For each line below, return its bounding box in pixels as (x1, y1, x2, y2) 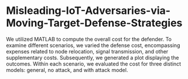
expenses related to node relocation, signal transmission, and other (6, 48, 169, 55)
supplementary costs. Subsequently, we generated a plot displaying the (6, 54, 179, 61)
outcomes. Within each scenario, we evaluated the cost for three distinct (6, 60, 182, 67)
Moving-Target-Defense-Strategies (6, 16, 183, 30)
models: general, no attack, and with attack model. (6, 66, 128, 73)
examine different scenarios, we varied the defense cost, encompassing (6, 42, 180, 49)
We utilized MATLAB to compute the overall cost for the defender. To (6, 35, 172, 42)
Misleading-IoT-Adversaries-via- (6, 4, 171, 17)
